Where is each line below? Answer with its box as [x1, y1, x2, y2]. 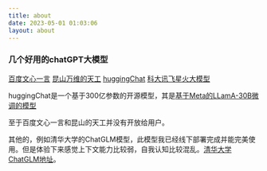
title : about [8, 11, 52, 20]
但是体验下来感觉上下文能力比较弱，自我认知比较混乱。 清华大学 [22, 144, 232, 154]
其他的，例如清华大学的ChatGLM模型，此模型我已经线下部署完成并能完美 [8, 134, 249, 144]
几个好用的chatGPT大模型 [8, 54, 108, 65]
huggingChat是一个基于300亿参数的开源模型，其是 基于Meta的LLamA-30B [8, 91, 253, 100]
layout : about [8, 26, 56, 34]
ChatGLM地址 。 [8, 154, 61, 164]
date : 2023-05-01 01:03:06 [8, 19, 98, 27]
